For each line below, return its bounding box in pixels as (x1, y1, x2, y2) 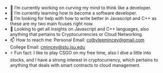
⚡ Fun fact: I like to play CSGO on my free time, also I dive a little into (9, 50, 151, 55)
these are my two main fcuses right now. (9, 20, 94, 26)
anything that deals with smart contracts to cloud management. (9, 62, 141, 68)
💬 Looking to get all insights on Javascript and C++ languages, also (9, 26, 149, 32)
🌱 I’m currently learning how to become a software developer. (9, 10, 137, 16)
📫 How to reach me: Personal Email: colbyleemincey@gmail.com (9, 37, 145, 42)
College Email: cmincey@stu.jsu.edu (9, 44, 85, 50)
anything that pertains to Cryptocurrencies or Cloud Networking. (9, 31, 143, 37)
